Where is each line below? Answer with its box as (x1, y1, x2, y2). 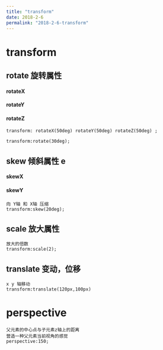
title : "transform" (6, 8, 55, 15)
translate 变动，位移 (6, 264, 81, 274)
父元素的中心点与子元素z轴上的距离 (6, 327, 80, 333)
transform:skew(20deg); (6, 206, 65, 212)
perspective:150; (6, 339, 49, 345)
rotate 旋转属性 (6, 70, 62, 80)
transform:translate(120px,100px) (6, 286, 92, 292)
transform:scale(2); (6, 246, 57, 252)
